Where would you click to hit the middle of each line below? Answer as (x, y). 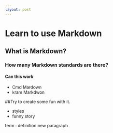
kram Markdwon (28, 92)
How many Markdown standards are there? (57, 65)
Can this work (19, 76)
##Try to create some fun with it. (38, 102)
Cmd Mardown (27, 87)
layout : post (18, 9)
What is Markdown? (36, 51)
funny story (23, 116)
